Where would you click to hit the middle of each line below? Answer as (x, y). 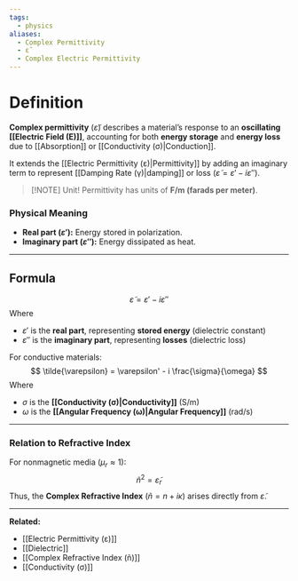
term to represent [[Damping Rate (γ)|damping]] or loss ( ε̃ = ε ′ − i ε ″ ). (134, 172)
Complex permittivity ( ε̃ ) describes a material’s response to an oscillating (145, 127)
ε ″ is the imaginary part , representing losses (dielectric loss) (134, 340)
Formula (32, 278)
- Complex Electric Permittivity (79, 59)
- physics (35, 26)
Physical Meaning (49, 212)
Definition (47, 103)
